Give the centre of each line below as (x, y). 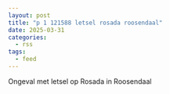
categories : (27, 37)
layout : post (29, 15)
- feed (26, 60)
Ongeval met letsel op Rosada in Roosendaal (80, 81)
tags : (17, 52)
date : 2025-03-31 (36, 30)
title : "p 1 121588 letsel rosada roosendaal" (85, 23)
